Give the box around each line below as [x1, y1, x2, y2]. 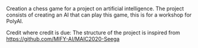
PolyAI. [6, 18, 24, 24]
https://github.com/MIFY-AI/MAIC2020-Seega [6, 36, 120, 42]
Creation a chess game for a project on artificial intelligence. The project [6, 5, 184, 12]
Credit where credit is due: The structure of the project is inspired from [6, 29, 181, 36]
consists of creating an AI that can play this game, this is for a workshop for [6, 11, 192, 18]
